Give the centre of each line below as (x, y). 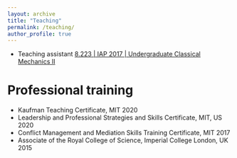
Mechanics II (36, 62)
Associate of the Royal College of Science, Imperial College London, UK (123, 140)
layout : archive (31, 14)
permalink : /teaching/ (41, 27)
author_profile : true (39, 34)
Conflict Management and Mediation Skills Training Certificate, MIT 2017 (124, 133)
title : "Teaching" (35, 21)
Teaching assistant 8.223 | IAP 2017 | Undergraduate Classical (109, 54)
